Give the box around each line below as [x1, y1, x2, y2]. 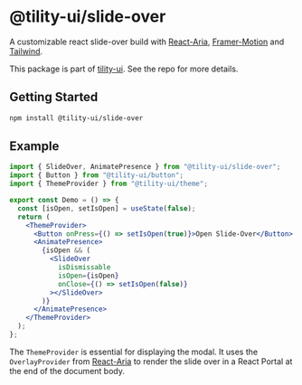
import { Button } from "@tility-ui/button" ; [9, 171, 184, 180]
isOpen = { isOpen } [57, 271, 119, 280]
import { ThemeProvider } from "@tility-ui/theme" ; [9, 179, 208, 189]
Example [9, 138, 60, 155]
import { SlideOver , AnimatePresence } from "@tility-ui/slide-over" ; [9, 163, 281, 172]
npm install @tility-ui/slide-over [9, 113, 144, 123]
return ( [17, 212, 51, 221]
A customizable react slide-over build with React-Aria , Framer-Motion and [9, 36, 285, 47]
